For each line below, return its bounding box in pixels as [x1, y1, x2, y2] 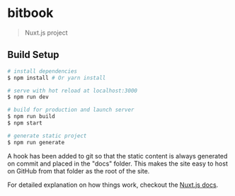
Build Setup [7, 49, 59, 61]
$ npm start [7, 120, 42, 127]
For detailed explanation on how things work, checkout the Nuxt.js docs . [7, 180, 219, 189]
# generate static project [7, 132, 87, 139]
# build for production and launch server [7, 106, 134, 114]
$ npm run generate [7, 139, 65, 146]
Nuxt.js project [24, 28, 69, 37]
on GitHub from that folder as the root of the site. [7, 166, 150, 175]
